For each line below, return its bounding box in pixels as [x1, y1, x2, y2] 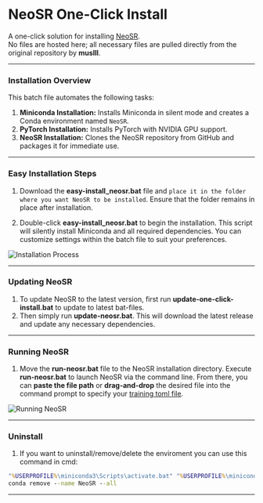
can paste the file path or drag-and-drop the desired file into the [19, 381, 231, 390]
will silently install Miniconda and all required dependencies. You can [19, 226, 242, 236]
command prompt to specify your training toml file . [19, 389, 184, 399]
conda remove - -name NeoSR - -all [8, 479, 117, 487]
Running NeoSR [8, 346, 69, 357]
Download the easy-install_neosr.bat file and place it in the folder [19, 186, 247, 195]
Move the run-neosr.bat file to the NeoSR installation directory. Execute [19, 364, 252, 374]
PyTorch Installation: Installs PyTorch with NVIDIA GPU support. [19, 125, 228, 134]
